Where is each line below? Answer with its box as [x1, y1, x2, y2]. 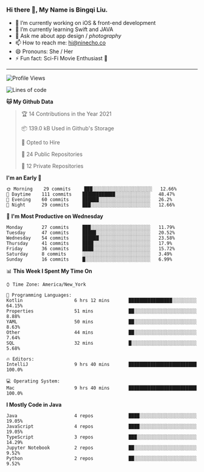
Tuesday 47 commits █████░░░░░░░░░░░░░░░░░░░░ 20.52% [6, 230, 175, 236]
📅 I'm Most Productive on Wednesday [6, 213, 103, 220]
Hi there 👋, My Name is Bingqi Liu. [6, 5, 108, 14]
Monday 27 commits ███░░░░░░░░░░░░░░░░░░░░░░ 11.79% [6, 225, 175, 231]
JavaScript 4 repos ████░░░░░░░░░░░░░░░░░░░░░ [6, 423, 197, 430]
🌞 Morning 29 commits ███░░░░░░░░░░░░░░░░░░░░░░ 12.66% [6, 186, 177, 192]
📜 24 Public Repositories [21, 150, 83, 158]
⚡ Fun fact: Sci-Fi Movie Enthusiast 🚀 [15, 55, 108, 62]
